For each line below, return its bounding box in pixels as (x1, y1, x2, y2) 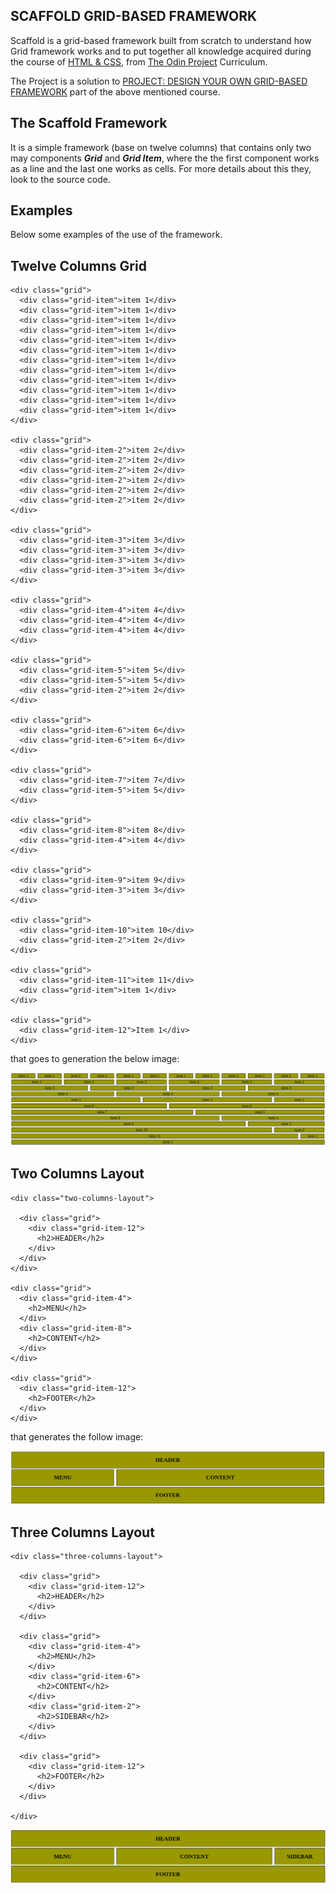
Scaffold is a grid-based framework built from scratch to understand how (10, 34, 312, 46)
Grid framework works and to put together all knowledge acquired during (10, 45, 312, 57)
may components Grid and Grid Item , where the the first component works (10, 152, 320, 164)
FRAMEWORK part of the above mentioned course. (10, 85, 221, 98)
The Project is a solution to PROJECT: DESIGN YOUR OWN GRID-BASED (10, 75, 308, 87)
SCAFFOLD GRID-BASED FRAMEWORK (10, 8, 258, 25)
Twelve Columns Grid (10, 257, 147, 274)
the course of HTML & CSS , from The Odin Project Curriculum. (10, 55, 268, 68)
